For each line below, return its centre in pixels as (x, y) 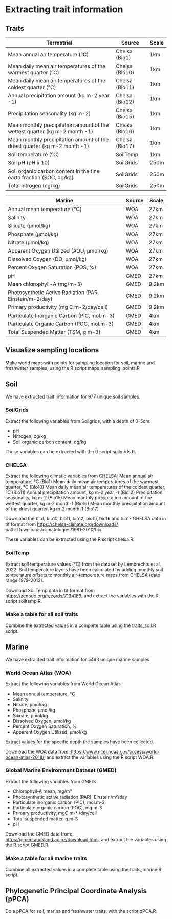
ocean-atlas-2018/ (25, 757)
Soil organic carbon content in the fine (54, 171)
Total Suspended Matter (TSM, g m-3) (54, 332)
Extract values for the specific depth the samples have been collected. (80, 742)
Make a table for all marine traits (46, 858)
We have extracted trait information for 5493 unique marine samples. (78, 659)
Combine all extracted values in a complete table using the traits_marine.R (83, 869)
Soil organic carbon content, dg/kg (49, 442)
